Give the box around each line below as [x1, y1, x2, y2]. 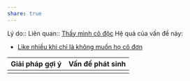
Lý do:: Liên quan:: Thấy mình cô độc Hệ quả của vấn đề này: [7, 29, 184, 37]
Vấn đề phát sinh [68, 59, 126, 69]
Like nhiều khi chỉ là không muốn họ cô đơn [17, 42, 143, 51]
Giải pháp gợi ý [10, 59, 62, 69]
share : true [7, 10, 42, 17]
